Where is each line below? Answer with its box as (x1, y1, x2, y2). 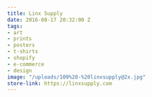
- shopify (7, 55, 36, 61)
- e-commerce (7, 61, 45, 68)
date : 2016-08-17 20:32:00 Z (7, 16, 91, 23)
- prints (7, 36, 32, 42)
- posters (7, 42, 36, 48)
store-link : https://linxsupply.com (7, 80, 112, 87)
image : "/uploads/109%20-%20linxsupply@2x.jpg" (7, 73, 146, 81)
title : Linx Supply (7, 10, 63, 17)
